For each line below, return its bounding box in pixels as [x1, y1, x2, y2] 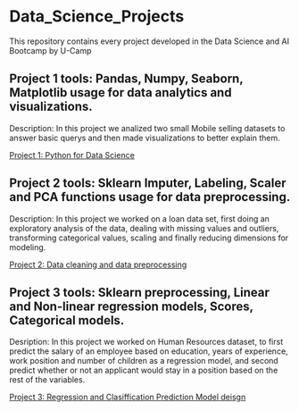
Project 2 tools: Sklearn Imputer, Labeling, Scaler [9, 176, 287, 191]
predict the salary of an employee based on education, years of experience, [9, 346, 288, 356]
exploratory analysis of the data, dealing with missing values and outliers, [9, 222, 279, 233]
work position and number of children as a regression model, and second [9, 356, 278, 366]
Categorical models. [9, 313, 125, 328]
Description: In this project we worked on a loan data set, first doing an [9, 213, 270, 224]
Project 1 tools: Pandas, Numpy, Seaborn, [9, 71, 244, 87]
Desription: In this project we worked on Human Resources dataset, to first [9, 337, 284, 348]
